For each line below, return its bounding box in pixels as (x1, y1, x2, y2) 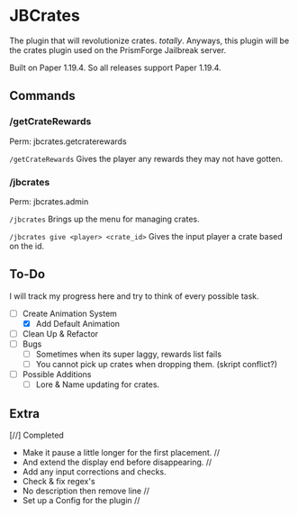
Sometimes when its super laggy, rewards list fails (35, 348, 222, 359)
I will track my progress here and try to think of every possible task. (9, 290, 259, 302)
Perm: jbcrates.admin (9, 195, 89, 207)
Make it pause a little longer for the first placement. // (22, 447, 221, 458)
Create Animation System (22, 308, 117, 319)
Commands (9, 88, 77, 104)
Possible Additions (22, 369, 92, 380)
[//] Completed (9, 429, 65, 441)
